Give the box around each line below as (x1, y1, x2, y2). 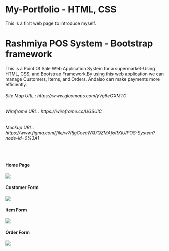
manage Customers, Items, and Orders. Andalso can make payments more (5, 76, 160, 82)
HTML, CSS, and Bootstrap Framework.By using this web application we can (5, 71, 164, 77)
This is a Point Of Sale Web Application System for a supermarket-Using (5, 65, 155, 71)
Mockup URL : (5, 124, 35, 130)
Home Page (5, 162, 30, 168)
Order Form (5, 229, 30, 235)
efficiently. (5, 81, 27, 87)
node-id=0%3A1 (5, 135, 39, 141)
